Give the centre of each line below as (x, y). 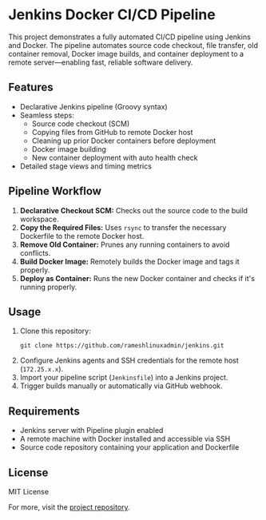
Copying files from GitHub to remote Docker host (112, 132)
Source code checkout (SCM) (81, 123)
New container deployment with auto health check (115, 157)
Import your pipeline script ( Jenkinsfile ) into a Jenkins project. (124, 378)
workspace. (39, 219)
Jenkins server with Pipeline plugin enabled (91, 431)
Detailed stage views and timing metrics (85, 166)
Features (31, 87)
